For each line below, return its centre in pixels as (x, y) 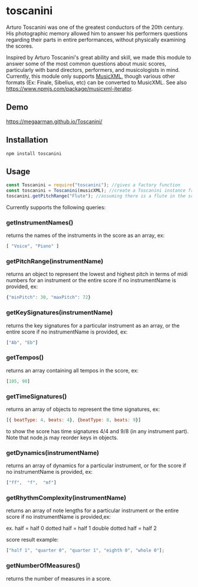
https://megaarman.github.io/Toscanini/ (54, 121)
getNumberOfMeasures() (43, 566)
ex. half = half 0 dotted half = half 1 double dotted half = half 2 (82, 528)
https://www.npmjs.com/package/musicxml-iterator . (70, 88)
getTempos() (25, 358)
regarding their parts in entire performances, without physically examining (96, 39)
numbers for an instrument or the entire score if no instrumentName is (91, 281)
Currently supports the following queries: (56, 207)
